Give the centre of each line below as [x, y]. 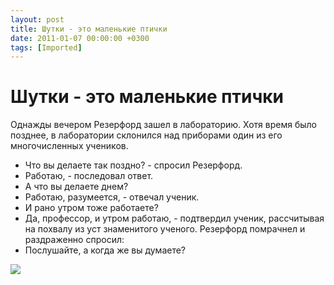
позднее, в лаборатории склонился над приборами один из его [146, 135]
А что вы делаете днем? [76, 187]
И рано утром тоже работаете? [91, 208]
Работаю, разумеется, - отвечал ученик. [112, 197]
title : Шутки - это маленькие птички [89, 29]
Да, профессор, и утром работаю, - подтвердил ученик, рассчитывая [174, 218]
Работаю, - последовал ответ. [89, 176]
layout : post [37, 19]
